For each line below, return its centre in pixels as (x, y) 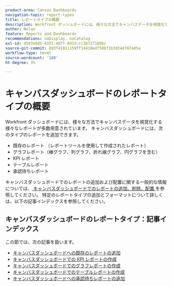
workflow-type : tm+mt (28, 53)
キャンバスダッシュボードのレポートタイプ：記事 (83, 219)
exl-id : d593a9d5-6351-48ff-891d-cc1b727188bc (56, 44)
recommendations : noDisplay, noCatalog (48, 39)
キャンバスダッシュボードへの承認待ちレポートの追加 (69, 278)
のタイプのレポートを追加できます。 (43, 135)
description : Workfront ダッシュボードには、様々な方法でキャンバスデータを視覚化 (85, 24)
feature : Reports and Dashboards (41, 34)
